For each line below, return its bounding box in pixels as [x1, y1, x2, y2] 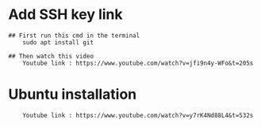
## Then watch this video [8, 52, 94, 60]
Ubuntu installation [8, 85, 137, 103]
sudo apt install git [22, 38, 94, 47]
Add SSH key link [8, 6, 123, 24]
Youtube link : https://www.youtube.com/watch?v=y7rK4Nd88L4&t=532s [22, 111, 254, 119]
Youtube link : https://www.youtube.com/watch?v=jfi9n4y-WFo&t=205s [22, 59, 254, 67]
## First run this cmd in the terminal [8, 32, 140, 39]
